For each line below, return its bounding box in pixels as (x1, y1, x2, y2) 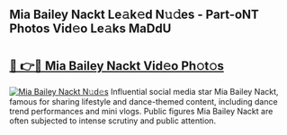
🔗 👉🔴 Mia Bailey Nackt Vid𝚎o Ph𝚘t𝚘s (9, 58, 225, 73)
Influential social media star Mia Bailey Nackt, (111, 87, 279, 97)
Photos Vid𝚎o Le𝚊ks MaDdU (9, 21, 172, 37)
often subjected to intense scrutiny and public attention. (9, 115, 217, 126)
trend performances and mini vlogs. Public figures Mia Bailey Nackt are (9, 106, 274, 116)
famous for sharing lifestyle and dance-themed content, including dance (9, 97, 278, 106)
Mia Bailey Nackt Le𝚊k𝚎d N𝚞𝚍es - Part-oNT (9, 7, 259, 22)
